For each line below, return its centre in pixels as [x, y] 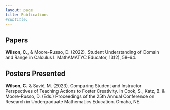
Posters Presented [35, 73]
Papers [17, 40]
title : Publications [27, 15]
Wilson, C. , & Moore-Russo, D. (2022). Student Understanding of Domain [82, 52]
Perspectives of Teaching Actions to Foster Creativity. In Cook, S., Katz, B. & [85, 91]
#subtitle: [17, 19]
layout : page [19, 10]
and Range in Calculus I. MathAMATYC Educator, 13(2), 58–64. [71, 58]
